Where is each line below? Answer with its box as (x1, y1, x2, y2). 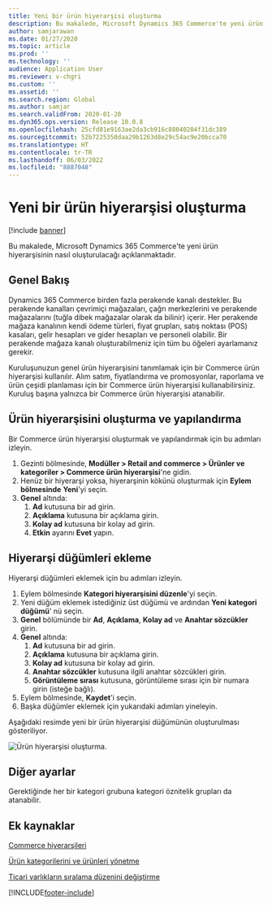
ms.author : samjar (8, 103, 71, 111)
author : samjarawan (8, 27, 75, 35)
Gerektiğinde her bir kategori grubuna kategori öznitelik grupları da (8, 787, 232, 797)
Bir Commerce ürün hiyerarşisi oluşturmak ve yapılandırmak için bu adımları (8, 433, 261, 444)
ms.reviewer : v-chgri (8, 72, 82, 81)
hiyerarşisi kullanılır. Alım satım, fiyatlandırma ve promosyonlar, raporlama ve (8, 371, 264, 381)
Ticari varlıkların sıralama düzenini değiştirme (8, 872, 161, 882)
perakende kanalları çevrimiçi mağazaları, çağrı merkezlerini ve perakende (8, 303, 257, 314)
